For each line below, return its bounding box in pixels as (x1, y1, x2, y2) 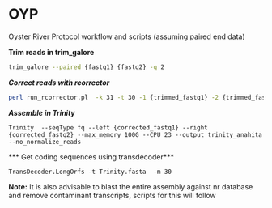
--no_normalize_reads (8, 138, 82, 146)
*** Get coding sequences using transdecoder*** (8, 151, 174, 162)
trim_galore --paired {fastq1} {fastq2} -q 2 (8, 62, 164, 71)
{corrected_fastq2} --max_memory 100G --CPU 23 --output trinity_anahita (8, 130, 263, 138)
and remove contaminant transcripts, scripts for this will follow (8, 190, 216, 200)
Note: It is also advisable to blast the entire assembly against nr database (8, 181, 253, 191)
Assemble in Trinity (8, 108, 75, 117)
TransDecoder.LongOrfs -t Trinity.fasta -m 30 (8, 168, 172, 176)
